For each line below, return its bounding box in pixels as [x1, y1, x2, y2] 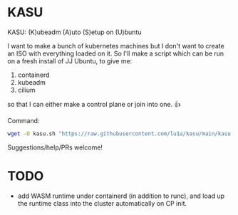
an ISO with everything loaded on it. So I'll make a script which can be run [7, 49, 224, 58]
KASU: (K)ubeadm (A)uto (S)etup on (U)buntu [7, 28, 142, 36]
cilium [17, 85, 36, 94]
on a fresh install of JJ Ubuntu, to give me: [7, 56, 133, 65]
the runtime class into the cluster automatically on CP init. [17, 199, 187, 207]
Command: [7, 116, 40, 125]
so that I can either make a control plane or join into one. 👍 [7, 100, 181, 108]
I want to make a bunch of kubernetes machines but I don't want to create [7, 41, 224, 50]
